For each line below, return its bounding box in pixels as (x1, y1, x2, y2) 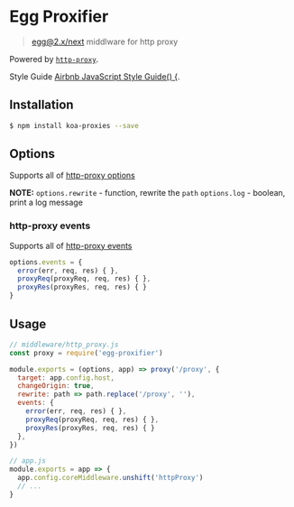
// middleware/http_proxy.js (9, 340, 119, 349)
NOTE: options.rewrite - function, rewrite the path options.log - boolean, (9, 188, 286, 198)
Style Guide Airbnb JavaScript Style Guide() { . (9, 70, 180, 82)
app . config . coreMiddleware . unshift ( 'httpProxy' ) (17, 474, 204, 483)
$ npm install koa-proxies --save (9, 121, 140, 130)
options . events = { (9, 257, 83, 267)
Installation (9, 97, 74, 113)
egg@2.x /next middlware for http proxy (31, 36, 179, 47)
